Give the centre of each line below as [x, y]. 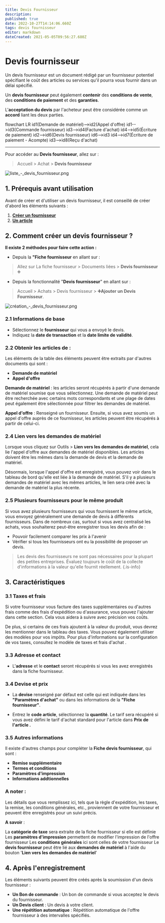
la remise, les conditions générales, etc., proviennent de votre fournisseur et [82, 807]
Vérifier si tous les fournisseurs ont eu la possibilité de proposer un [80, 541]
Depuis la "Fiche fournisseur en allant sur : [56, 257]
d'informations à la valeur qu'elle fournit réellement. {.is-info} [79, 567]
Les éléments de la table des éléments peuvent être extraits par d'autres [78, 359]
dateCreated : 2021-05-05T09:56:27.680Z [46, 37]
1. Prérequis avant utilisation [49, 189]
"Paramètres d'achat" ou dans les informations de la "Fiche [74, 699]
